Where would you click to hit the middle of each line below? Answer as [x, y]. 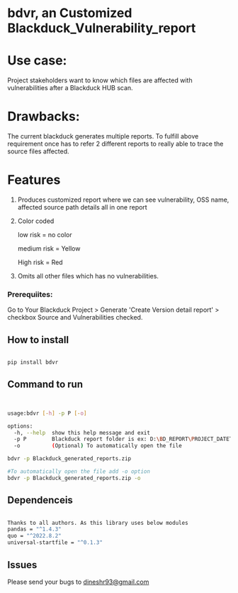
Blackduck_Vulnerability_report [102, 28]
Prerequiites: [30, 294]
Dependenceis [40, 500]
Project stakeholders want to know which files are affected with [100, 80]
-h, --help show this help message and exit [82, 432]
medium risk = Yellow [49, 249]
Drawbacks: [44, 117]
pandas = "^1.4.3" [34, 529]
